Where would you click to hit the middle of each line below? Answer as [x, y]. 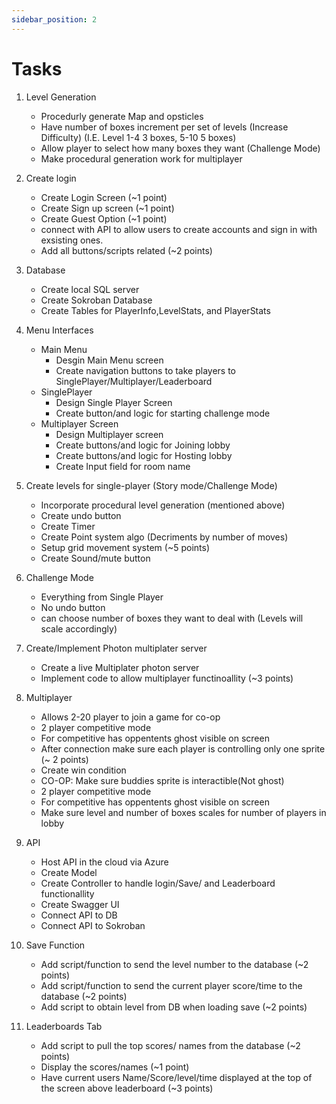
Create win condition [83, 770]
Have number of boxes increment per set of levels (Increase [164, 127]
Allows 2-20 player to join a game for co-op [130, 717]
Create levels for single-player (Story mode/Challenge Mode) [151, 485]
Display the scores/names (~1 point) [115, 1067]
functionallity [67, 893]
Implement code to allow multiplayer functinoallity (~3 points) [167, 678]
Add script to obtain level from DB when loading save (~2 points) [174, 1007]
